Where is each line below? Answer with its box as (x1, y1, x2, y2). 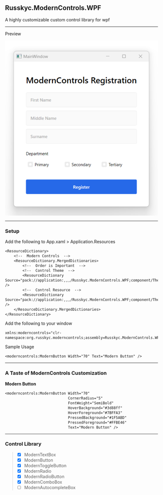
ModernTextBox (24, 452, 56, 458)
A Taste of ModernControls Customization (5, 370, 107, 376)
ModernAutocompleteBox (24, 485, 76, 491)
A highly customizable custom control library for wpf (5, 17, 110, 22)
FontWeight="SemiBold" (67, 401, 114, 406)
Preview (5, 31, 21, 36)
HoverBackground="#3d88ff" (67, 406, 123, 410)
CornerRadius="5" (67, 396, 103, 401)
